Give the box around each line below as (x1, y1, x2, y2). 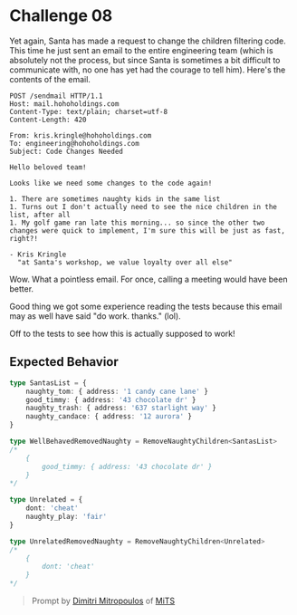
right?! (9, 234, 39, 243)
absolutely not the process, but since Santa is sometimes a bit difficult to (9, 54, 281, 65)
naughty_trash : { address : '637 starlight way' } (25, 404, 217, 413)
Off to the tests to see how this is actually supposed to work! (9, 328, 235, 339)
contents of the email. (9, 73, 91, 84)
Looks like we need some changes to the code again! (9, 178, 213, 187)
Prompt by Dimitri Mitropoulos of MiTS (31, 595, 176, 606)
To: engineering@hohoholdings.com (9, 139, 140, 148)
